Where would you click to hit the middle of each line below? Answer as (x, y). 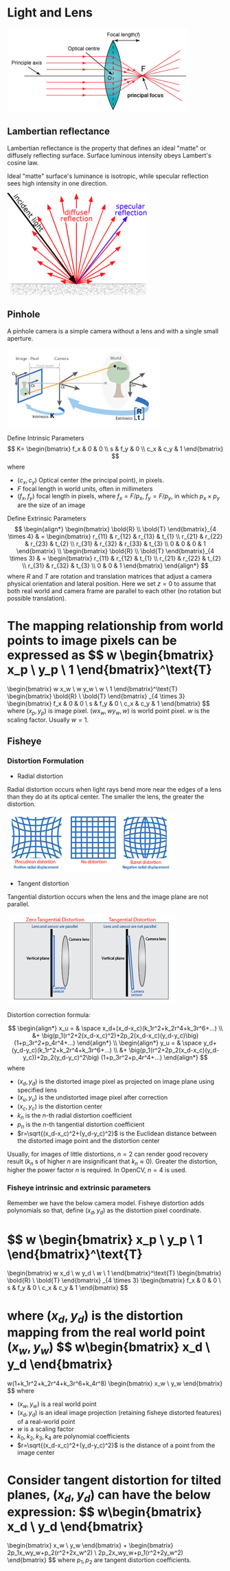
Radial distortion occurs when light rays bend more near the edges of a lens (114, 789)
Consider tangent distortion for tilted (114, 1481)
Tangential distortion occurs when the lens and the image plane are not (108, 896)
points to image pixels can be (92, 641)
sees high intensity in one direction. (57, 183)
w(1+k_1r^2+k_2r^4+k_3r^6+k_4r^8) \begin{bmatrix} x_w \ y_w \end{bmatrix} (115, 1383)
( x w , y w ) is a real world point (57, 1405)
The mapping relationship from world (115, 626)
